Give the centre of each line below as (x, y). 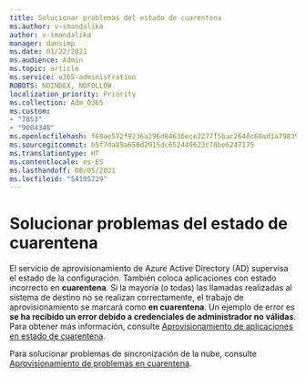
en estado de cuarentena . (58, 336)
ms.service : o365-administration (73, 77)
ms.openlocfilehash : (49, 137)
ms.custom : (30, 111)
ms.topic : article (44, 69)
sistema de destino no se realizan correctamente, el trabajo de (127, 298)
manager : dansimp (42, 43)
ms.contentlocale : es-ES (56, 162)
